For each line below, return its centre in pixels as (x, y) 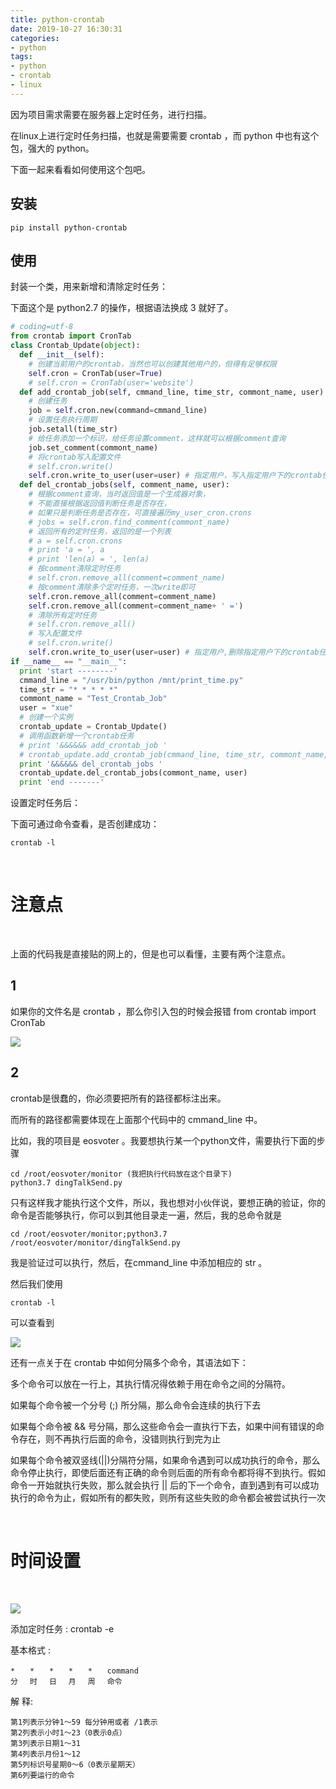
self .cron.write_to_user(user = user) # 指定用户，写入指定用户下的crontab (175, 476)
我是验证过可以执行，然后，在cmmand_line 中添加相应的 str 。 (139, 1262)
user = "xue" (46, 708)
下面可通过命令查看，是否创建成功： (85, 824)
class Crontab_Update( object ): (75, 346)
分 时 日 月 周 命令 (66, 1681)
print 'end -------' (62, 782)
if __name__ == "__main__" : (69, 661)
